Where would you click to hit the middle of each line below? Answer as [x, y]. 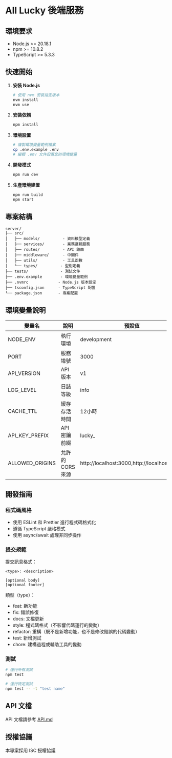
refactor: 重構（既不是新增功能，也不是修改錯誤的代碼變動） [76, 632]
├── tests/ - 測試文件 [43, 272]
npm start [23, 200]
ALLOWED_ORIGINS [32, 463]
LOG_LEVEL [22, 390]
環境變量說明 [26, 310]
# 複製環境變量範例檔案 [34, 145]
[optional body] [23, 581]
